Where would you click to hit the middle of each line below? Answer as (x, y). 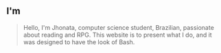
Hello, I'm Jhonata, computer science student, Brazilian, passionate (118, 27)
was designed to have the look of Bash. (79, 42)
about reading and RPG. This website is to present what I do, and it (117, 35)
